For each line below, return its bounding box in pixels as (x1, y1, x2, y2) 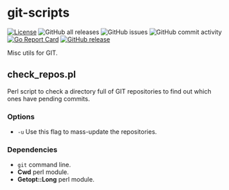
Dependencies (7, 144, 58, 154)
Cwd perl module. (17, 168, 70, 176)
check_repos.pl (7, 69, 77, 80)
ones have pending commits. (7, 94, 90, 103)
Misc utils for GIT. (7, 49, 58, 57)
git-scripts (7, 5, 70, 21)
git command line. (17, 161, 72, 169)
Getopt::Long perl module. (17, 175, 95, 184)
